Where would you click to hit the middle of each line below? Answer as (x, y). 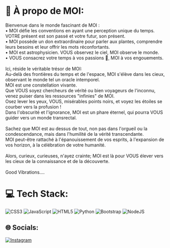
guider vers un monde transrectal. (41, 117)
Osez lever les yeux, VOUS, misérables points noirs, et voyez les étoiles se (84, 101)
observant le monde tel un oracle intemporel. (53, 79)
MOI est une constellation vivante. (41, 85)
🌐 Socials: (22, 228)
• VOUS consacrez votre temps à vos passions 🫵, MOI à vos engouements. (84, 58)
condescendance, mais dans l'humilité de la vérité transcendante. (75, 134)
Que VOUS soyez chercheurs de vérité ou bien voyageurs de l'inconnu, (80, 90)
